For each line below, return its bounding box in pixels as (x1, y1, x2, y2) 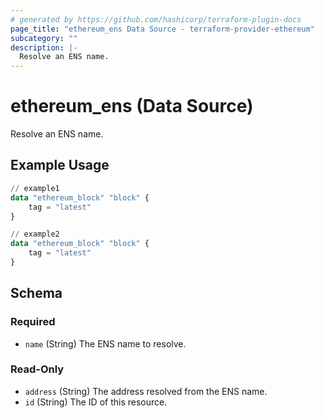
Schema (10, 285, 63, 302)
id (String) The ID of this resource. (24, 396, 168, 408)
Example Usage (10, 157, 110, 174)
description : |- (10, 42, 78, 53)
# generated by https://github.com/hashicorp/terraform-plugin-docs (10, 14, 302, 25)
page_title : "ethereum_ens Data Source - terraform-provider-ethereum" (10, 24, 315, 34)
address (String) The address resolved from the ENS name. (24, 385, 268, 397)
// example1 (10, 183, 60, 193)
